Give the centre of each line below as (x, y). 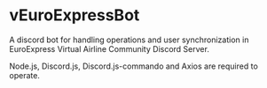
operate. (24, 75)
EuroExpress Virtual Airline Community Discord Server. (110, 48)
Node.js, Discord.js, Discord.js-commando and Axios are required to (134, 66)
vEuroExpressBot (75, 15)
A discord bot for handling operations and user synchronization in (129, 40)
